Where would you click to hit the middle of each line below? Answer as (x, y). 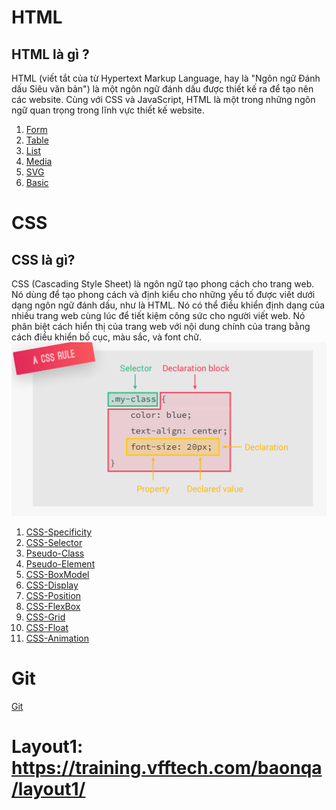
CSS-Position (53, 596)
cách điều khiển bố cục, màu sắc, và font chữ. (106, 337)
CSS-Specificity (59, 532)
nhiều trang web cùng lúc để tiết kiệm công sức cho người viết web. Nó (158, 315)
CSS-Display (52, 585)
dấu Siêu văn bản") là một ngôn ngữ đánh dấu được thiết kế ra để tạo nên (162, 89)
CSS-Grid (45, 617)
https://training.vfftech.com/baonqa (167, 768)
